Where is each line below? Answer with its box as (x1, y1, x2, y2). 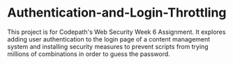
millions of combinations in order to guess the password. (7, 50, 171, 58)
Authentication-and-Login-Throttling (7, 5, 227, 21)
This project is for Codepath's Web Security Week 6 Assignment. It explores (7, 28, 226, 36)
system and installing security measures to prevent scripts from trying (7, 42, 209, 50)
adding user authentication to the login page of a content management (7, 35, 211, 43)
